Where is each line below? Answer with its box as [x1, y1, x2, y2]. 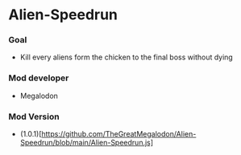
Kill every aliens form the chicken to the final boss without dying [19, 52, 234, 62]
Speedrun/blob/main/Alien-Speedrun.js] [19, 138, 154, 148]
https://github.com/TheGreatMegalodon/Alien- [41, 129, 197, 139]
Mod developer [8, 72, 69, 84]
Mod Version [8, 111, 60, 122]
